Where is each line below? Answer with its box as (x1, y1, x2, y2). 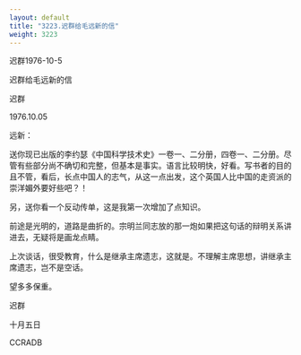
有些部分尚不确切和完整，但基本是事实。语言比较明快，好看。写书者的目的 (16, 160, 292, 171)
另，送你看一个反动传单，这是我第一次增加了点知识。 (9, 202, 206, 212)
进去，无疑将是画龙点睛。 (9, 232, 104, 243)
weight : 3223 (9, 30, 58, 39)
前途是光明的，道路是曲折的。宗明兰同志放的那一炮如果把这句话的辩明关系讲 (9, 221, 292, 231)
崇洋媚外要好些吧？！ (9, 183, 88, 194)
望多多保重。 (9, 281, 56, 292)
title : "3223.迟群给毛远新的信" (9, 22, 119, 30)
